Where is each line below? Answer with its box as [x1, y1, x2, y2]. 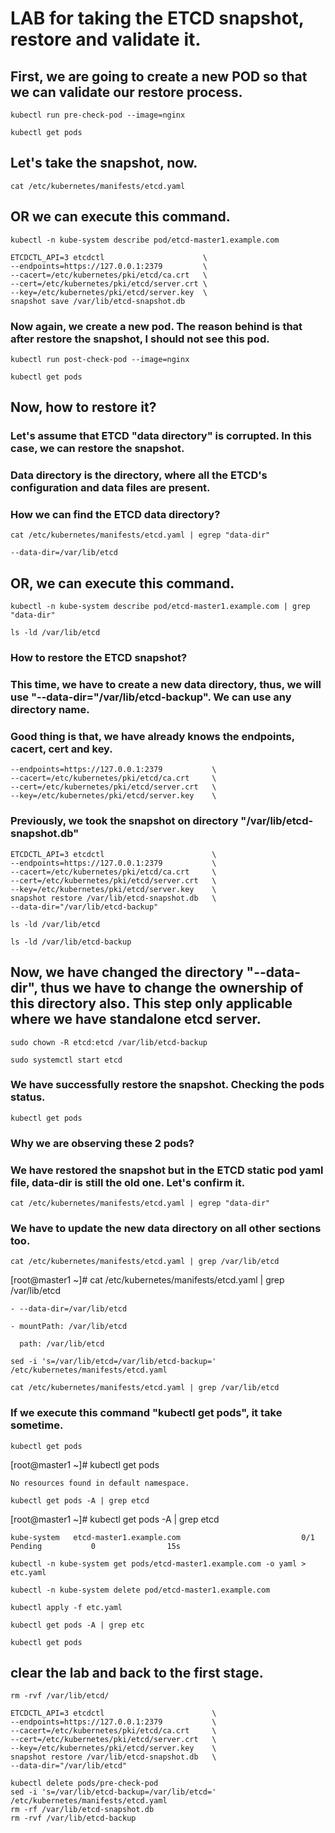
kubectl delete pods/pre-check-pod [10, 1778, 159, 1789]
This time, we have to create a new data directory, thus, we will [10, 678, 322, 692]
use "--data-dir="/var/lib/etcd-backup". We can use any [10, 690, 292, 704]
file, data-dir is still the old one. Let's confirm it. [10, 1175, 246, 1189]
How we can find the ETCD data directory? [10, 508, 221, 522]
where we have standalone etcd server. [10, 1011, 262, 1028]
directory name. [10, 703, 90, 717]
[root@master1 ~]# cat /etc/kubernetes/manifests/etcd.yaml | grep [10, 1274, 285, 1286]
